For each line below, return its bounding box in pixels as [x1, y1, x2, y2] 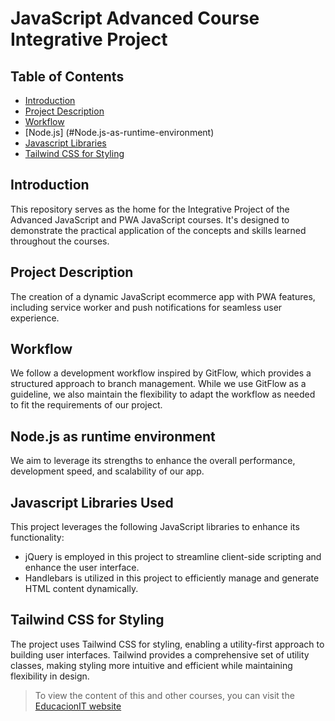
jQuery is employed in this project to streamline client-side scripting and [24, 551, 322, 563]
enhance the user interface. [24, 562, 140, 574]
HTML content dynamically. [24, 583, 139, 595]
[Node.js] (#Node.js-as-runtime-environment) [24, 127, 215, 138]
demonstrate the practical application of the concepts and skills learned [10, 224, 307, 236]
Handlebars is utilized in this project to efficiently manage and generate [24, 572, 320, 584]
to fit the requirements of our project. [10, 399, 163, 411]
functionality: [10, 532, 65, 544]
